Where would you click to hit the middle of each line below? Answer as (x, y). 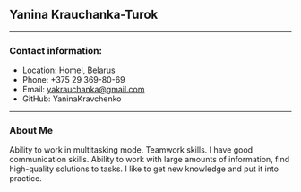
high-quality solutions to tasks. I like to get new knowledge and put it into (144, 169)
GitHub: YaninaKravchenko (72, 99)
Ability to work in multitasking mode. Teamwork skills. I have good (131, 150)
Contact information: (56, 50)
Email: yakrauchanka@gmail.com (83, 90)
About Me (31, 131)
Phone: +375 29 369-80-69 (73, 80)
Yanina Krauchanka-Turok (84, 15)
